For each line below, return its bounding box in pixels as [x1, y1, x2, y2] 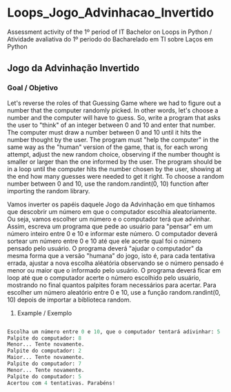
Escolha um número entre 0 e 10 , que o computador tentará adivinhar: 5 [7, 328, 221, 335]
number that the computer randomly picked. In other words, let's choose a [7, 106, 219, 115]
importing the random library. [7, 186, 90, 195]
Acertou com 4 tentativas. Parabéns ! [7, 380, 116, 386]
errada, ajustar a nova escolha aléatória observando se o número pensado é [7, 259, 224, 267]
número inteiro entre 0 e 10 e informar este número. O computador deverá [7, 229, 218, 237]
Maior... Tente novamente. [7, 354, 85, 361]
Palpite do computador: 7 [7, 360, 81, 367]
